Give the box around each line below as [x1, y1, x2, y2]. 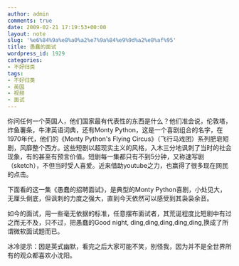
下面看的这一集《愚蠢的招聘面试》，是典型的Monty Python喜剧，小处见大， [7, 186, 226, 193]
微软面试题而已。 [13, 227, 64, 235]
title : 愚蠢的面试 [7, 43, 57, 50]
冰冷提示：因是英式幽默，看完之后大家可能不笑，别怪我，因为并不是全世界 [7, 243, 225, 250]
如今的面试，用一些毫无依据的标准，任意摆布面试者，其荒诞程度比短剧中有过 [7, 209, 232, 218]
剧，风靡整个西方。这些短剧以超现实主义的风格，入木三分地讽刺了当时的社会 [7, 144, 232, 151]
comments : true [7, 17, 53, 24]
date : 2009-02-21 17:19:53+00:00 [7, 23, 107, 31]
